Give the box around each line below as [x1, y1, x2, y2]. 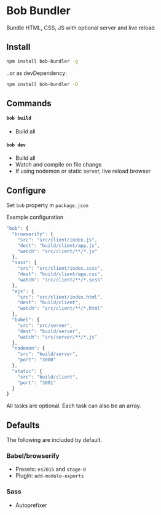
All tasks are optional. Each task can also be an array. [6, 402, 141, 409]
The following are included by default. [6, 436, 103, 444]
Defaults [6, 420, 40, 430]
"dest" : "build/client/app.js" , [17, 242, 100, 249]
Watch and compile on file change [15, 161, 102, 168]
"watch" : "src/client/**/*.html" [17, 305, 103, 312]
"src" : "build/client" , [17, 374, 79, 380]
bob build [6, 115, 32, 122]
